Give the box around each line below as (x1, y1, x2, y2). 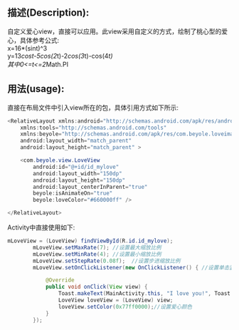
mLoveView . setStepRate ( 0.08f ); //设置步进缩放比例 (33, 257, 181, 264)
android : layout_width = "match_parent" (20, 138, 132, 145)
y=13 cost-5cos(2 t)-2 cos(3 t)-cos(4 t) (7, 51, 113, 60)
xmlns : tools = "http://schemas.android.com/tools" (20, 124, 167, 131)
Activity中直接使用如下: (7, 223, 75, 232)
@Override (45, 277, 75, 284)
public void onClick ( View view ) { (45, 284, 148, 291)
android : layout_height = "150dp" (33, 177, 126, 184)
